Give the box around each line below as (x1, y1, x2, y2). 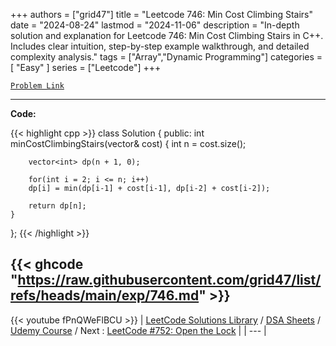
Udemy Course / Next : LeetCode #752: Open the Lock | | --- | (10, 324, 267, 336)
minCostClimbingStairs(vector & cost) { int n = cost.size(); (10, 138, 247, 149)
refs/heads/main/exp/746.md (10, 287, 200, 304)
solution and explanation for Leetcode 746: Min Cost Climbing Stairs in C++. (10, 30, 324, 41)
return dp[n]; (28, 201, 87, 211)
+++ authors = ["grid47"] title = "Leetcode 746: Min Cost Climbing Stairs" (10, 9, 314, 20)
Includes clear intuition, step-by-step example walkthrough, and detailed (10, 40, 310, 52)
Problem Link (10, 81, 65, 91)
